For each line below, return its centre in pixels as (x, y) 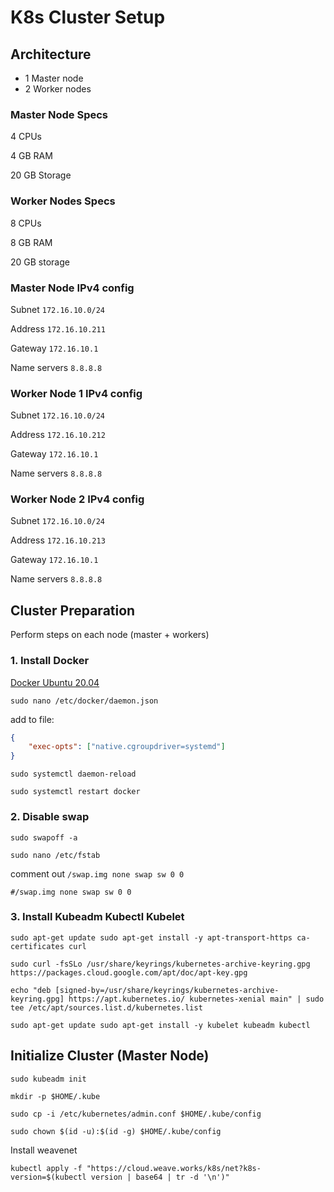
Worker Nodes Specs (63, 201)
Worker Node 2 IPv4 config (77, 499)
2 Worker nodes (58, 89)
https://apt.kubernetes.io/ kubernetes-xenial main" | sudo (196, 999)
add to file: (32, 719)
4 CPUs (26, 137)
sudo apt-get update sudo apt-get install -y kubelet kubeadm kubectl (160, 1025)
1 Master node (54, 78)
